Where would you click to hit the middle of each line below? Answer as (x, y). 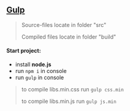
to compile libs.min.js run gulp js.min (69, 101)
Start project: (24, 51)
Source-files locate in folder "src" (64, 25)
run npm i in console (41, 71)
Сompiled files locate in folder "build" (69, 37)
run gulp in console (40, 78)
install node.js (33, 64)
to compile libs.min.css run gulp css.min (72, 90)
